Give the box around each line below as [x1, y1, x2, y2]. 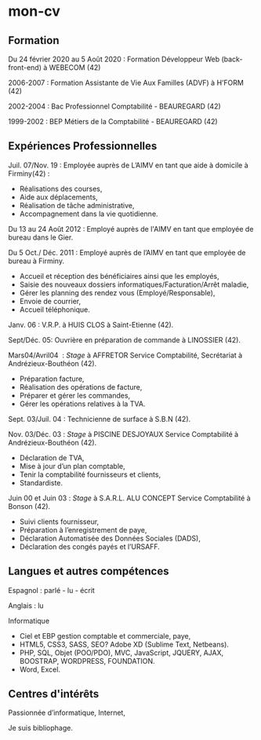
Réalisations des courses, [19, 184, 103, 193]
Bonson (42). [8, 501, 51, 511]
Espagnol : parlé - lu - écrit [8, 585, 96, 595]
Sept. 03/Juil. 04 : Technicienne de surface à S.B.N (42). [8, 414, 191, 423]
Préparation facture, [19, 374, 85, 383]
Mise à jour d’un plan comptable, [19, 461, 125, 471]
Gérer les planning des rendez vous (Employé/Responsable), [19, 288, 216, 297]
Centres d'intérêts [8, 687, 100, 701]
